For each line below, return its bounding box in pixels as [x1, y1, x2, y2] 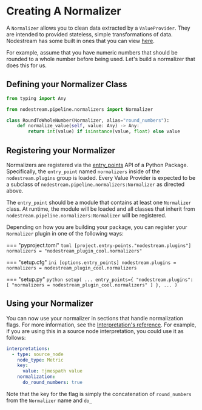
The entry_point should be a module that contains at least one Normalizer [6, 199, 192, 206]
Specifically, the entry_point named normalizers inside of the [6, 168, 160, 175]
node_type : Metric [17, 357, 64, 363]
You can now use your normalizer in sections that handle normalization [6, 314, 184, 322]
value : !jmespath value [22, 368, 83, 374]
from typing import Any [6, 95, 67, 101]
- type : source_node [12, 351, 64, 357]
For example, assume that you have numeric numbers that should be [6, 48, 178, 56]
